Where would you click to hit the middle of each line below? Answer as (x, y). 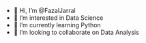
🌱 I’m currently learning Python (57, 25)
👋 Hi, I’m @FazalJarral (45, 11)
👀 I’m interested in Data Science (58, 18)
